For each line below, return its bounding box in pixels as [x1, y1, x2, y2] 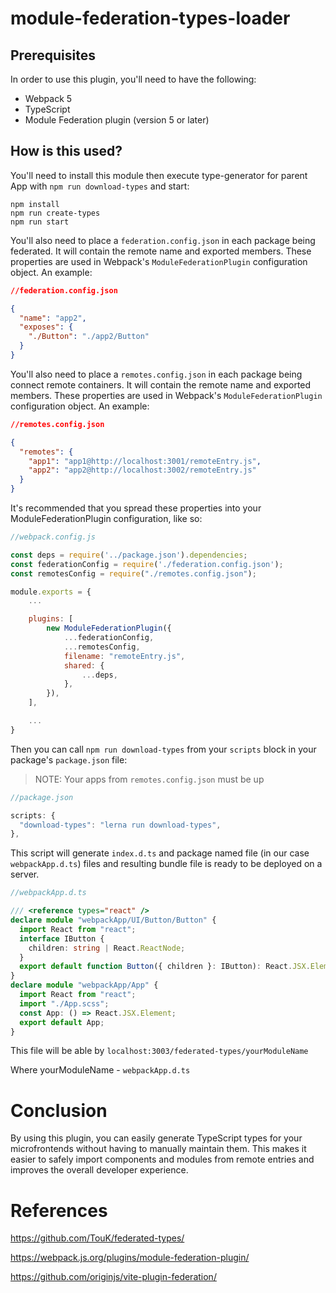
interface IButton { [19, 933, 105, 944]
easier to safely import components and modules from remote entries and [10, 1153, 315, 1166]
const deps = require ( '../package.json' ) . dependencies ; [10, 550, 248, 560]
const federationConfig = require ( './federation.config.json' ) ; [10, 559, 284, 569]
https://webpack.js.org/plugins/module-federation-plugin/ [10, 1252, 250, 1264]
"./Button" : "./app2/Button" [28, 332, 150, 342]
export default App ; [19, 1017, 105, 1027]
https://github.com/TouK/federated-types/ [10, 1232, 185, 1244]
